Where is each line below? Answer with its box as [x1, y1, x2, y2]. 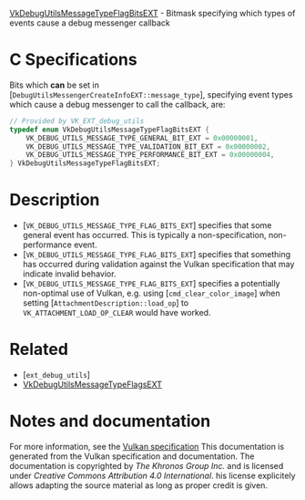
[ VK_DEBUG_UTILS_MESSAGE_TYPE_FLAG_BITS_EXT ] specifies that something [22, 249, 291, 260]
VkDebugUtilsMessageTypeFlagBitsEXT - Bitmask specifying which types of [9, 8, 296, 18]
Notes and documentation [9, 411, 211, 432]
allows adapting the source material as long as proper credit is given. [9, 480, 269, 491]
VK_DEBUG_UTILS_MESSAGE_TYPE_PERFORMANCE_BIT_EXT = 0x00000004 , [25, 151, 275, 160]
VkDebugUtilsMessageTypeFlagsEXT [22, 379, 162, 391]
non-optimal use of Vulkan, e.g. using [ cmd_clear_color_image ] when [22, 287, 280, 299]
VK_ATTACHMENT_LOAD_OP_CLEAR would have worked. [22, 307, 211, 318]
